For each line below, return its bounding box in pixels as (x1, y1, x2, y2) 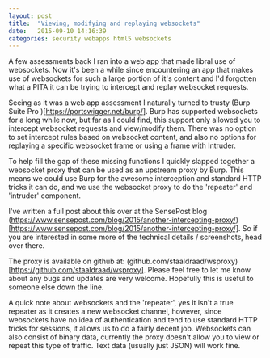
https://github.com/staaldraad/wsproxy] (11, 265, 144, 275)
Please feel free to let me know (147, 265, 251, 275)
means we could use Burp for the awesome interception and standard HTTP (8, 174, 262, 183)
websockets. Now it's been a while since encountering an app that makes (8, 65, 254, 75)
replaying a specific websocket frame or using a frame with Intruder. (8, 141, 237, 150)
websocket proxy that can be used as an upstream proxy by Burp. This (8, 165, 244, 175)
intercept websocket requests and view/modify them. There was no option (8, 124, 257, 133)
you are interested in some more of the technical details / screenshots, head (8, 232, 263, 242)
